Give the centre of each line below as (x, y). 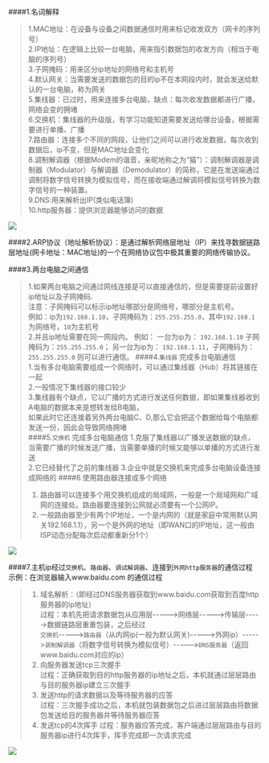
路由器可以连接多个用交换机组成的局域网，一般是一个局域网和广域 (149, 495)
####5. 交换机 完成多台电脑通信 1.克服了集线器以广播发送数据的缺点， (141, 437)
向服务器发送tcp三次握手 (81, 665)
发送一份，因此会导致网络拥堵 (77, 427)
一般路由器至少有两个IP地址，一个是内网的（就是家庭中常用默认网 (149, 515)
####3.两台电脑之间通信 (49, 269)
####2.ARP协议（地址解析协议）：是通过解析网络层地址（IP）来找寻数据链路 (134, 242)
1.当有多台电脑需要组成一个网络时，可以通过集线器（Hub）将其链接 (139, 367)
